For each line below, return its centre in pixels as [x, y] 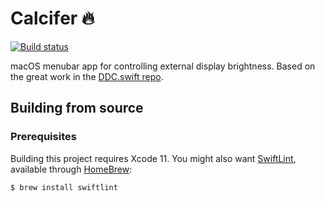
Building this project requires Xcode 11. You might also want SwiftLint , [153, 158]
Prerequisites [43, 137]
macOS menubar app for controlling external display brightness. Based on [163, 66]
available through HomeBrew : [71, 169]
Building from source [77, 108]
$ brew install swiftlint [64, 187]
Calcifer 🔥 [52, 18]
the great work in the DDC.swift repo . [87, 76]
